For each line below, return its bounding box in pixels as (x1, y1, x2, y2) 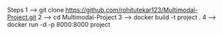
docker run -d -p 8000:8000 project (7, 21, 111, 28)
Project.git (7, 13, 37, 21)
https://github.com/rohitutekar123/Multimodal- (65, 6, 199, 14)
